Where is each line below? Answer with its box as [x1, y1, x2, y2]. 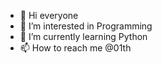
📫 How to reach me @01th [19, 42, 132, 54]
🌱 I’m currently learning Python [19, 31, 148, 42]
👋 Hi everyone [19, 10, 79, 21]
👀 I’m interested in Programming [19, 20, 153, 32]
